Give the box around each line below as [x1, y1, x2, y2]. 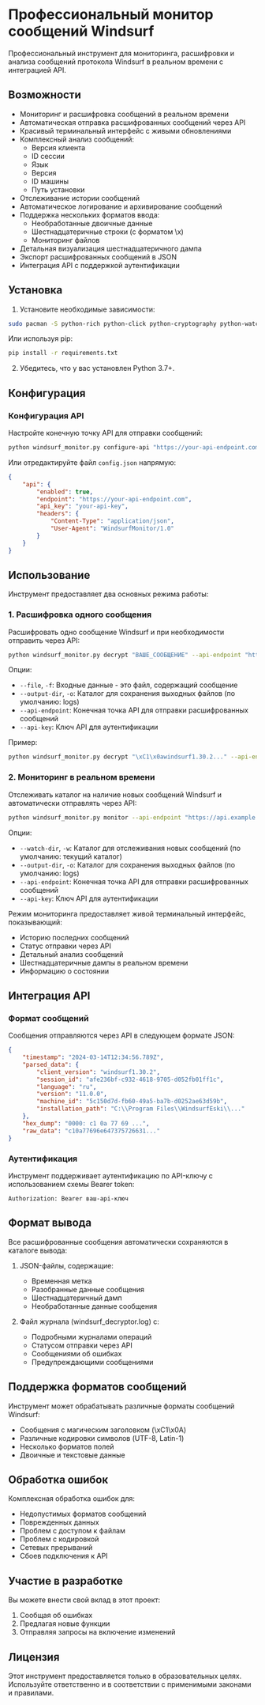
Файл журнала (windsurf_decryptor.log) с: [19, 1317, 159, 1326]
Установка [8, 283, 63, 297]
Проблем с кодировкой [19, 1534, 99, 1544]
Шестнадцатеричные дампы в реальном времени [19, 958, 188, 967]
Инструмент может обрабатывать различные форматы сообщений [8, 1401, 235, 1411]
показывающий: [8, 917, 63, 927]
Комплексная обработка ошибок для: [8, 1494, 136, 1503]
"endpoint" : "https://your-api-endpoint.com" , [36, 495, 192, 503]
